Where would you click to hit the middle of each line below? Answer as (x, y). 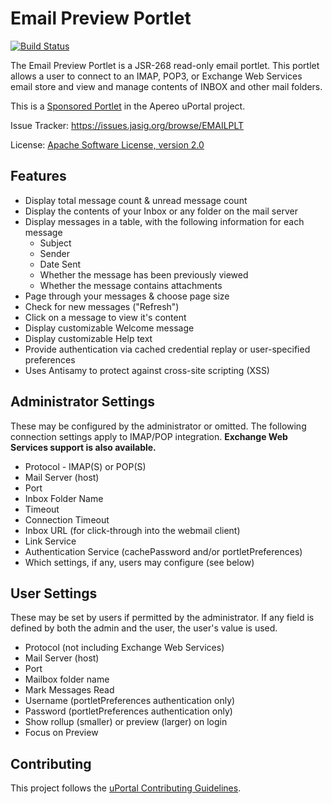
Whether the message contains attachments (131, 285)
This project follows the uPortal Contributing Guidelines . (126, 788)
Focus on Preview (61, 733)
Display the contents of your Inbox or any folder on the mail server (161, 211)
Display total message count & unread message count (136, 200)
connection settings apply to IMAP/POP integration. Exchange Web (149, 436)
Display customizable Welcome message (109, 328)
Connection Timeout (67, 519)
